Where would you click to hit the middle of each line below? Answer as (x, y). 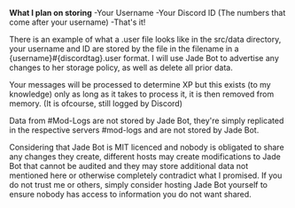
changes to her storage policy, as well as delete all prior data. (121, 67)
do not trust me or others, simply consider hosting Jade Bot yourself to (139, 185)
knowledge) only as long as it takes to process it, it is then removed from (142, 94)
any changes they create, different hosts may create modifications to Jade (145, 157)
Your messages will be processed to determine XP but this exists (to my (140, 85)
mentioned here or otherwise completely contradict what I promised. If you (146, 175)
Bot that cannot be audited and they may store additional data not (129, 166)
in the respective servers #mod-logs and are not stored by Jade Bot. (134, 130)
